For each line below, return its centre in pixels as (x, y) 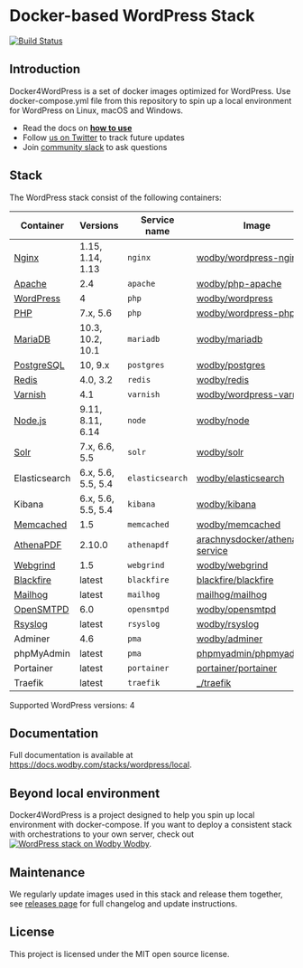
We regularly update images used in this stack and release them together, (146, 894)
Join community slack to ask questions (95, 147)
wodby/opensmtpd (236, 609)
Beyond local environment (85, 793)
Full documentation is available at (71, 755)
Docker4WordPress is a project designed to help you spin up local (132, 815)
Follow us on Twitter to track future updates (103, 138)
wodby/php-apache (239, 283)
